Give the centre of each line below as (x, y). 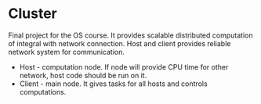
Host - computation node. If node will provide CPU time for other (124, 66)
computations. (43, 91)
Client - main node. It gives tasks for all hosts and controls (113, 84)
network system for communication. (67, 52)
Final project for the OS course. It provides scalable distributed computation (130, 35)
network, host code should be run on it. (83, 75)
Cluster (33, 14)
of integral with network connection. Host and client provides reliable (120, 43)
